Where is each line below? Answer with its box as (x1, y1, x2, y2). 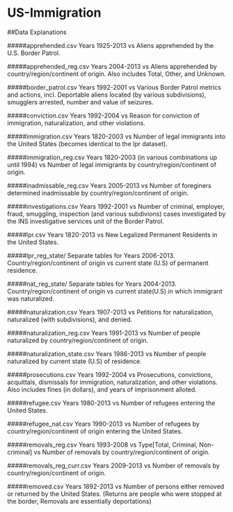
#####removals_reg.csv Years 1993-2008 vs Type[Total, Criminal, (7, 440, 198, 449)
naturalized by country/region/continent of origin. (7, 336, 149, 344)
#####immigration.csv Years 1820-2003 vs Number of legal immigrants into (7, 132, 226, 141)
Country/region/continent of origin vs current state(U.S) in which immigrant (7, 287, 223, 295)
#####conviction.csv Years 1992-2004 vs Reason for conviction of (7, 111, 200, 120)
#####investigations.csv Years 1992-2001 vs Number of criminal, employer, (7, 202, 225, 210)
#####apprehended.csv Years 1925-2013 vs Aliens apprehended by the (7, 41, 214, 49)
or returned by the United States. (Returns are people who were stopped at (7, 489, 223, 498)
